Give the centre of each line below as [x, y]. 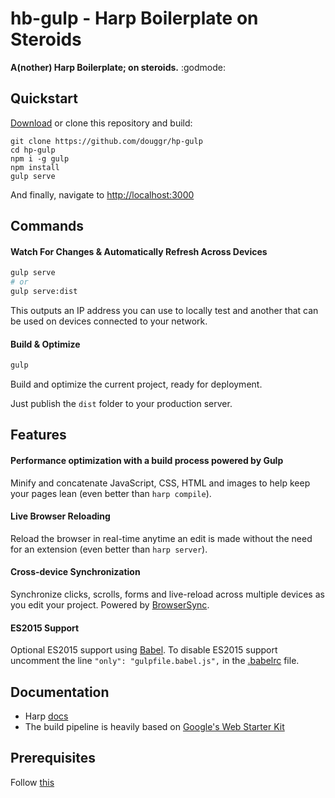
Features [38, 435]
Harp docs [46, 716]
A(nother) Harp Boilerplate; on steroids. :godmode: [118, 67]
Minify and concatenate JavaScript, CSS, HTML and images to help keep [160, 483]
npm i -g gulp [40, 158]
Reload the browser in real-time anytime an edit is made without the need [161, 538]
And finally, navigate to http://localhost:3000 [102, 194]
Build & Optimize [45, 344]
